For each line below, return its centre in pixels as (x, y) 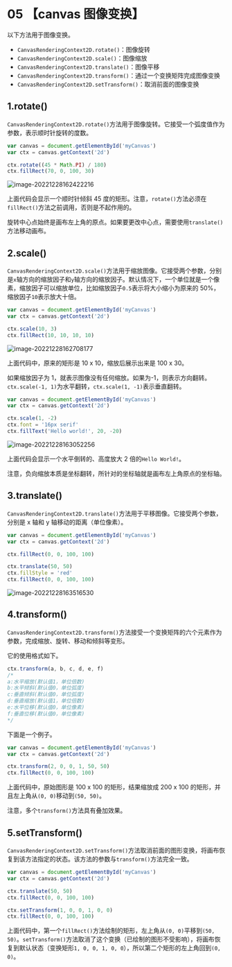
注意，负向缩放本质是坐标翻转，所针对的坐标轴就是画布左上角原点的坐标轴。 (116, 473)
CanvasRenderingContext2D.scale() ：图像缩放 (82, 58)
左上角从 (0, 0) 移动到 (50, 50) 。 (59, 796)
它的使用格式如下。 (35, 656)
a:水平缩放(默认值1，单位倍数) (46, 682)
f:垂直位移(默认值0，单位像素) (46, 714)
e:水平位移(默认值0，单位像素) (46, 708)
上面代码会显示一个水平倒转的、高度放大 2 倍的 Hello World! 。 (96, 459)
